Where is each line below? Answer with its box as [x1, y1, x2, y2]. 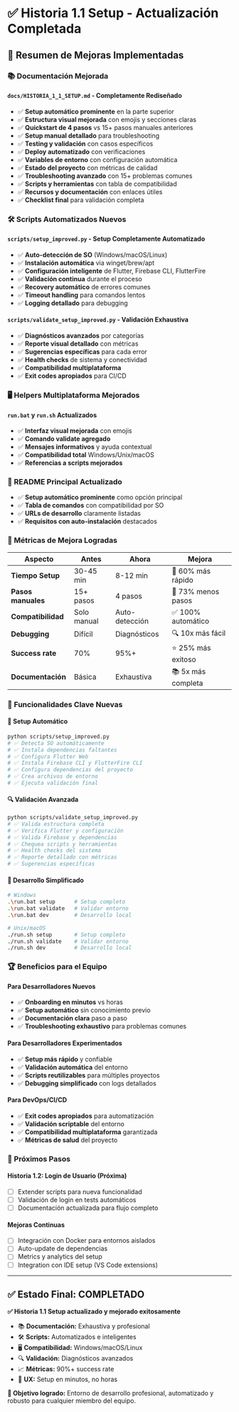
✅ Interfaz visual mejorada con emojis [17, 426, 132, 435]
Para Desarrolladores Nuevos [7, 982, 96, 991]
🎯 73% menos [171, 586, 220, 596]
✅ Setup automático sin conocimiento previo [17, 1006, 151, 1015]
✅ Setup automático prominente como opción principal [17, 493, 183, 501]
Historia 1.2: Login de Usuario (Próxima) [7, 1171, 127, 1180]
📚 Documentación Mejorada [7, 71, 109, 81]
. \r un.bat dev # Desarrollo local [7, 911, 132, 918]
